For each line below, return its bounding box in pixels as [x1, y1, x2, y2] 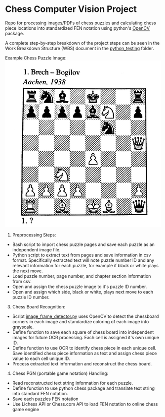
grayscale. [12, 324, 34, 330]
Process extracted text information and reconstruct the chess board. [12, 361, 152, 367]
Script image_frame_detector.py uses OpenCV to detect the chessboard [12, 313, 159, 319]
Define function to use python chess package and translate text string [12, 385, 155, 391]
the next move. [12, 268, 43, 274]
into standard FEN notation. [12, 391, 68, 397]
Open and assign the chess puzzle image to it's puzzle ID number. [12, 284, 147, 290]
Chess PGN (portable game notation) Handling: [12, 370, 109, 376]
